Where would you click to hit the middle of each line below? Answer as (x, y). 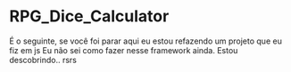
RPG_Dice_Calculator (89, 16)
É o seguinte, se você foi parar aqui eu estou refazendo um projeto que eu (146, 41)
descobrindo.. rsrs (43, 60)
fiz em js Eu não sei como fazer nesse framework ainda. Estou (124, 50)
